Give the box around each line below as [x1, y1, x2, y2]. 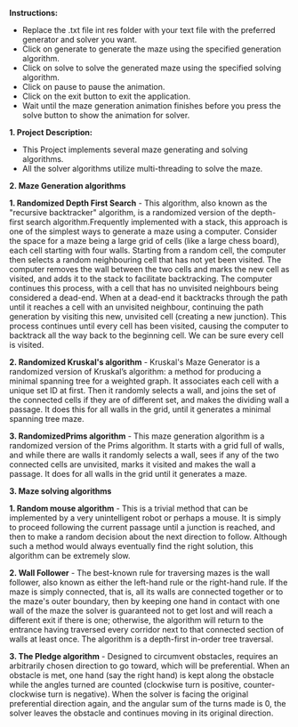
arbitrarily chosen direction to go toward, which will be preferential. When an [9, 660, 290, 671]
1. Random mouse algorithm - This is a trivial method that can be [9, 503, 249, 513]
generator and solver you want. [21, 35, 138, 44]
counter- [243, 680, 276, 690]
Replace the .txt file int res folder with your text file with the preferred [21, 25, 276, 35]
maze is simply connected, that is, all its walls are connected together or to [9, 586, 284, 597]
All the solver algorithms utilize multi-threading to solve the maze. [21, 164, 263, 174]
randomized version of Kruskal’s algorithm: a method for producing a [9, 367, 262, 376]
